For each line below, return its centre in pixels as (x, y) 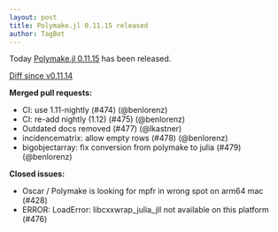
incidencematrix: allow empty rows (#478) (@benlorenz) (125, 138)
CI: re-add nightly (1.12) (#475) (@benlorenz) (104, 119)
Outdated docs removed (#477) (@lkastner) (102, 129)
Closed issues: (37, 174)
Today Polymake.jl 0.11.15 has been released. (90, 59)
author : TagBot (37, 34)
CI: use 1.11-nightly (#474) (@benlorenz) (95, 110)
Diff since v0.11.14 (41, 76)
